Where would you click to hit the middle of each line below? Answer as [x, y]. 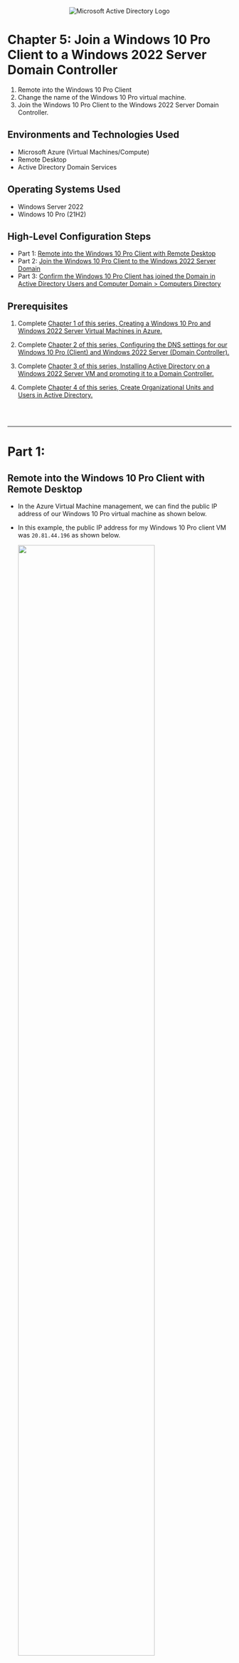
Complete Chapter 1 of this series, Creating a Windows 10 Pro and [114, 323]
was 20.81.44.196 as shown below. [69, 535]
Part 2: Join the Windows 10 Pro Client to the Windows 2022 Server [117, 261]
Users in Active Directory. [55, 395]
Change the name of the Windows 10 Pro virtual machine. [102, 97]
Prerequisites [38, 306]
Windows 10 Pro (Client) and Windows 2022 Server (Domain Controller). [123, 352]
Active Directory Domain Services [67, 167]
